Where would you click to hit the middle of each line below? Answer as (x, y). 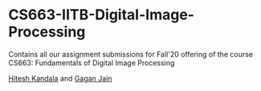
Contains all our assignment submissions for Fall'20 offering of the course (130, 54)
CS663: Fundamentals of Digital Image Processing (92, 63)
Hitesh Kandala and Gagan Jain (60, 78)
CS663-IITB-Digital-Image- (102, 15)
